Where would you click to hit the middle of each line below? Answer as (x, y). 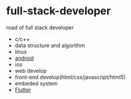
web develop (31, 70)
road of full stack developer (40, 27)
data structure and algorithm (50, 45)
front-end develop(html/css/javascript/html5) (70, 77)
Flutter (23, 89)
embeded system (36, 83)
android (24, 58)
